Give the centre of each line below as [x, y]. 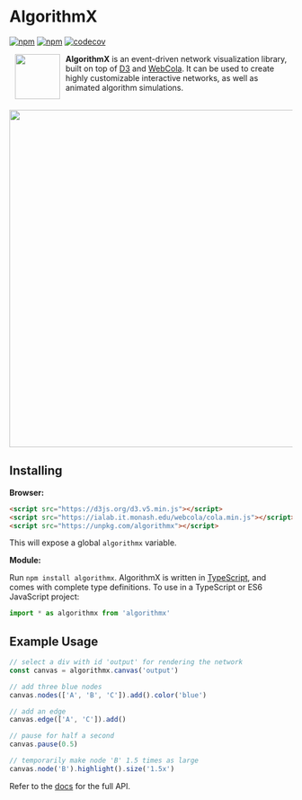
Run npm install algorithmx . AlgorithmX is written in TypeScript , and [138, 578]
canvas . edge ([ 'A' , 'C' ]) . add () [68, 720]
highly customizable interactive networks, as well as [162, 77]
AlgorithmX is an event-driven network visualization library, [177, 58]
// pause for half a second [62, 736]
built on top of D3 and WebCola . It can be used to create [170, 68]
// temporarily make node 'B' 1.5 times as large [104, 761]
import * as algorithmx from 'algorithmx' [90, 614]
